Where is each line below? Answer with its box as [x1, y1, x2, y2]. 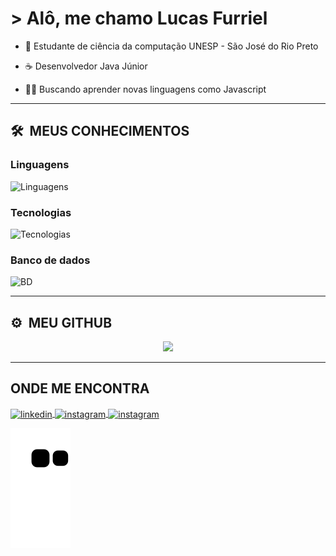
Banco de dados [10, 253, 91, 267]
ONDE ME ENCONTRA [10, 380, 150, 397]
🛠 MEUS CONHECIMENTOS [10, 123, 190, 140]
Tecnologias [10, 205, 72, 219]
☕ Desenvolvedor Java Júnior [24, 60, 148, 72]
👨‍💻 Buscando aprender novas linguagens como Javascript [24, 83, 267, 95]
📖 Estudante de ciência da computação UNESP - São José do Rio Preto [24, 40, 319, 52]
